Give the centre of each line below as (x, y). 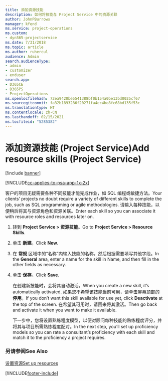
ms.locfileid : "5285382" (31, 122)
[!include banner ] (23, 173)
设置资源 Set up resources (32, 363)
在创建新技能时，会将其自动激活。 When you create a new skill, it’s (81, 285)
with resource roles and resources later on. (50, 217)
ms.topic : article (24, 47)
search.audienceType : (28, 61)
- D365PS (14, 89)
